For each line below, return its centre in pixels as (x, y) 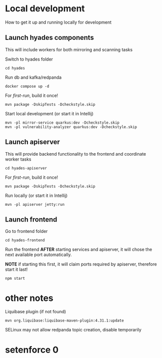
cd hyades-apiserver (26, 168)
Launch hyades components (50, 38)
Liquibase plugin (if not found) (36, 312)
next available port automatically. (39, 255)
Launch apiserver (33, 142)
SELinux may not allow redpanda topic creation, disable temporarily (73, 330)
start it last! (16, 269)
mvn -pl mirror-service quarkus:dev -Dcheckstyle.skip (62, 123)
